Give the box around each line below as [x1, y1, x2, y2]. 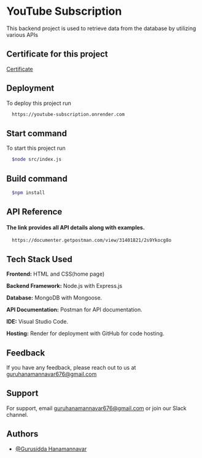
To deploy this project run [6, 99, 72, 107]
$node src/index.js [12, 157, 62, 163]
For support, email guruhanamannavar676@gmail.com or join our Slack [6, 404, 187, 412]
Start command [6, 128, 68, 139]
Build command [6, 173, 68, 184]
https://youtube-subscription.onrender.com [12, 111, 125, 117]
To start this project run [6, 144, 66, 152]
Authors [6, 429, 39, 440]
